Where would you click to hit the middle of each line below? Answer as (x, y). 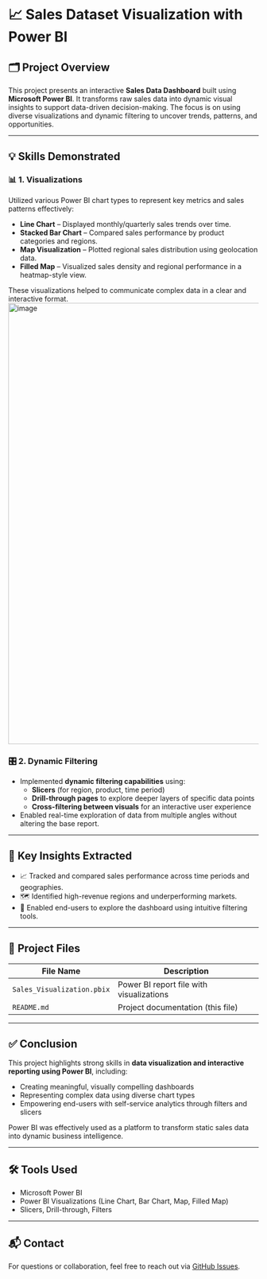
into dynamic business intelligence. (66, 1136)
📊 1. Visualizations (46, 180)
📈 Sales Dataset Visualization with (126, 15)
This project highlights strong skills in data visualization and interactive (126, 1063)
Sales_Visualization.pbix (61, 989)
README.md (31, 1007)
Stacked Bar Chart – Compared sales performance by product (122, 232)
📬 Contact (36, 1243)
